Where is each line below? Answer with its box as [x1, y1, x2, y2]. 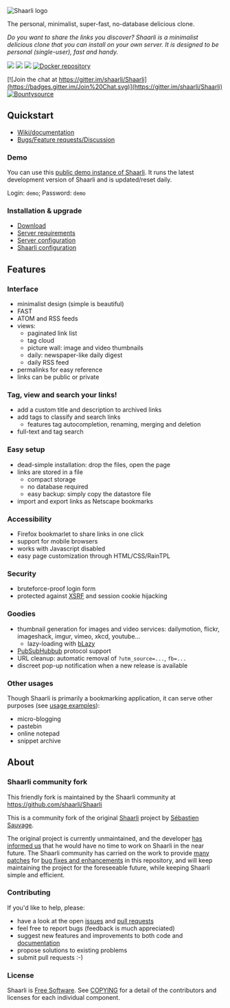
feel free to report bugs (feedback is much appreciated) [16, 924, 175, 932]
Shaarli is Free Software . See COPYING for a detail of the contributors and [7, 986, 217, 994]
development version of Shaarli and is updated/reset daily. [7, 175, 172, 184]
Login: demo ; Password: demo [7, 189, 86, 197]
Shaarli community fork [7, 778, 88, 787]
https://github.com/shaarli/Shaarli [7, 800, 102, 808]
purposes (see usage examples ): [7, 701, 100, 709]
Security [7, 568, 36, 578]
